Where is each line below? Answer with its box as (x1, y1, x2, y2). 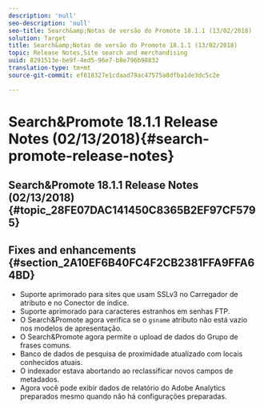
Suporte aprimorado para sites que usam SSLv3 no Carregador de (19, 290, 238, 299)
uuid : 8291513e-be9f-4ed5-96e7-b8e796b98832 (8, 57, 159, 65)
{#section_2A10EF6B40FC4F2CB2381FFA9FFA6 (8, 255, 255, 269)
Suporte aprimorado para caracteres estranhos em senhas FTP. (19, 307, 230, 316)
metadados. (19, 375, 60, 384)
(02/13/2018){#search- (51, 130, 210, 148)
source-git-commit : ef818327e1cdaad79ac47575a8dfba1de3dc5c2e (8, 71, 220, 79)
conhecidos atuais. (19, 358, 82, 367)
